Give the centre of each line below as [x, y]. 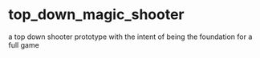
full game [24, 44]
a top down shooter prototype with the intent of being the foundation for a [130, 37]
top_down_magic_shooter [96, 15]
